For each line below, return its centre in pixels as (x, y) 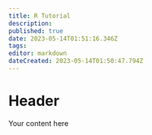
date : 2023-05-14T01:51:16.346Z (63, 38)
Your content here (39, 123)
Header (34, 101)
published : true (36, 31)
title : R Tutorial (39, 16)
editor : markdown (38, 53)
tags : (17, 46)
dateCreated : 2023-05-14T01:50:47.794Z (76, 61)
